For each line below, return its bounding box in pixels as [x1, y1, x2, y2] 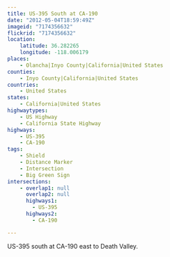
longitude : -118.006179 [20, 49, 89, 56]
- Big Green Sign [20, 172, 70, 179]
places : [7, 56, 30, 63]
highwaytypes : [7, 107, 49, 114]
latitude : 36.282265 [20, 42, 79, 49]
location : [7, 36, 36, 43]
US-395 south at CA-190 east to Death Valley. [7, 242, 138, 250]
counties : [7, 68, 36, 75]
